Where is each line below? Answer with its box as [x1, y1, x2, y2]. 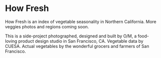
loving [5, 38, 17, 44]
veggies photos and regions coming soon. [5, 23, 89, 29]
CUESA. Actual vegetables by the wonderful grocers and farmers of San [5, 43, 149, 49]
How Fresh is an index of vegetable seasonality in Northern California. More [5, 19, 157, 24]
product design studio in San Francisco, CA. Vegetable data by [18, 38, 144, 44]
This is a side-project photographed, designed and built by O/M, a [5, 33, 137, 39]
